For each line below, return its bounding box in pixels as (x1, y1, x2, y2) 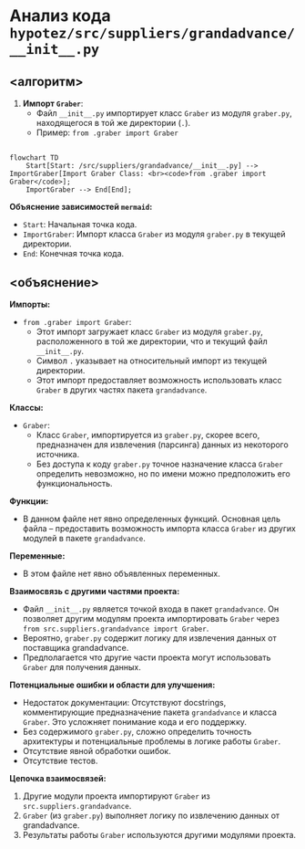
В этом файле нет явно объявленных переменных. (22, 568, 220, 580)
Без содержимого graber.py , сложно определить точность (22, 727, 252, 738)
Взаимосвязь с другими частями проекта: (9, 586, 180, 597)
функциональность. (36, 478, 113, 489)
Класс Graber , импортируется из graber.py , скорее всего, (36, 430, 260, 441)
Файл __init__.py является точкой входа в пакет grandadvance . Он (22, 603, 280, 614)
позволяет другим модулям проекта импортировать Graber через (22, 613, 280, 624)
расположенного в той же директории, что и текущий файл (36, 336, 269, 347)
